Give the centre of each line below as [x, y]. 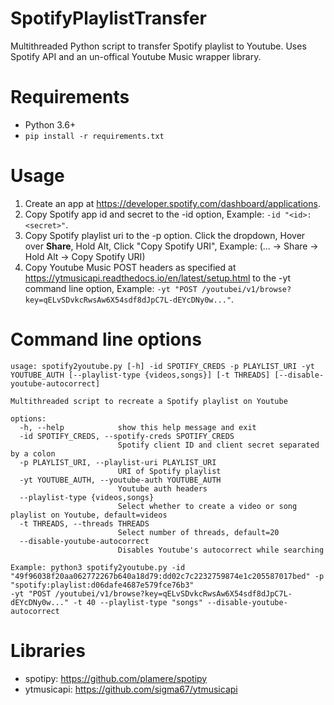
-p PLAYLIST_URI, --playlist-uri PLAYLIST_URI [118, 462]
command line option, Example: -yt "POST [111, 288]
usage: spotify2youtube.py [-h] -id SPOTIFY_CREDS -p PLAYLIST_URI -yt [162, 366]
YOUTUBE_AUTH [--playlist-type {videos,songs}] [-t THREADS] [140, 375]
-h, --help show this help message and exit [138, 427]
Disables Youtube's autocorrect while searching [221, 550]
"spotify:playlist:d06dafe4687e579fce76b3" [102, 585]
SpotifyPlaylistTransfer [108, 18]
